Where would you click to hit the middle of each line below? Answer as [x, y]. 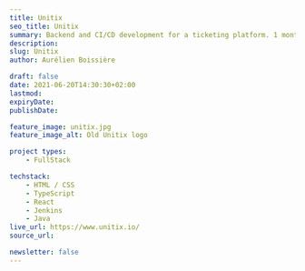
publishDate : [34, 110]
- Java [38, 219]
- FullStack [48, 160]
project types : [38, 152]
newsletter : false [44, 252]
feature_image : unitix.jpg [60, 127]
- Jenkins [44, 210]
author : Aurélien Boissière [63, 60]
